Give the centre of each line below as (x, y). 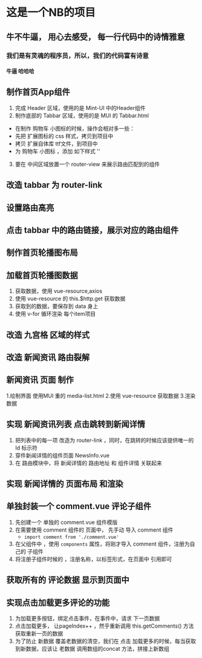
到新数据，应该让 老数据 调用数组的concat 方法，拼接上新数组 (92, 649)
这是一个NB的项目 (51, 12)
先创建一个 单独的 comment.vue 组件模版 (66, 522)
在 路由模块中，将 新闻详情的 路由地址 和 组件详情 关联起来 (88, 463)
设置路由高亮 (30, 207)
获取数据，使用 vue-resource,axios (59, 291)
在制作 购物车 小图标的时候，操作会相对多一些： (75, 128)
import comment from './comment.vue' (72, 537)
